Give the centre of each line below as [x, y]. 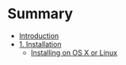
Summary [40, 14]
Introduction [39, 36]
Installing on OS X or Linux [74, 52]
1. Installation [40, 44]
